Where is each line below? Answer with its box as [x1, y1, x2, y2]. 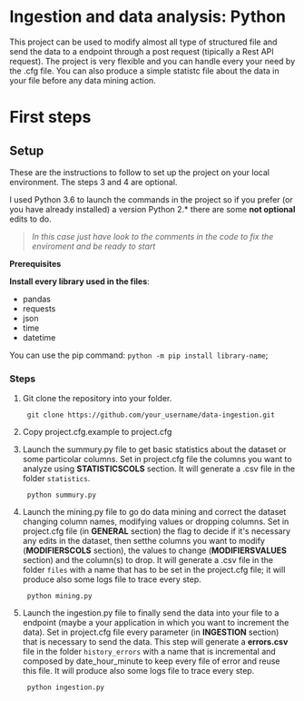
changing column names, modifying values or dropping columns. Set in [22, 516, 289, 528]
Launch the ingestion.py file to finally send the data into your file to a [22, 607, 279, 618]
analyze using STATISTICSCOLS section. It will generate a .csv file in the [22, 463, 296, 474]
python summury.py [26, 490, 97, 500]
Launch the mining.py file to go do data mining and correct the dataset [22, 507, 287, 518]
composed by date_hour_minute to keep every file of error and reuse [22, 656, 280, 666]
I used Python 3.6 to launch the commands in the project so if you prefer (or [9, 193, 293, 205]
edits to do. [9, 213, 52, 224]
